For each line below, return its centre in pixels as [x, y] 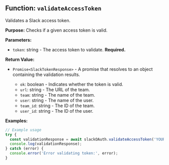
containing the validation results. [46, 74]
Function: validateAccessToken [53, 8]
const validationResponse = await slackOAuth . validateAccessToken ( [82, 139]
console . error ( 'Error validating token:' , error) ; [64, 153]
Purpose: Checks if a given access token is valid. [56, 30]
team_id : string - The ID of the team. [57, 106]
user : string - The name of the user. [57, 100]
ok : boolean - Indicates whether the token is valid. [71, 84]
